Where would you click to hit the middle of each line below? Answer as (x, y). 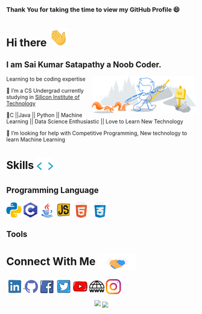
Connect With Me (51, 261)
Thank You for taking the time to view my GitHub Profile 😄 (93, 10)
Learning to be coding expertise (46, 79)
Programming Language (53, 190)
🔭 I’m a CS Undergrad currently (45, 91)
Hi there (27, 42)
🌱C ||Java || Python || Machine (44, 115)
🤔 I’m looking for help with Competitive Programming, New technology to (97, 133)
